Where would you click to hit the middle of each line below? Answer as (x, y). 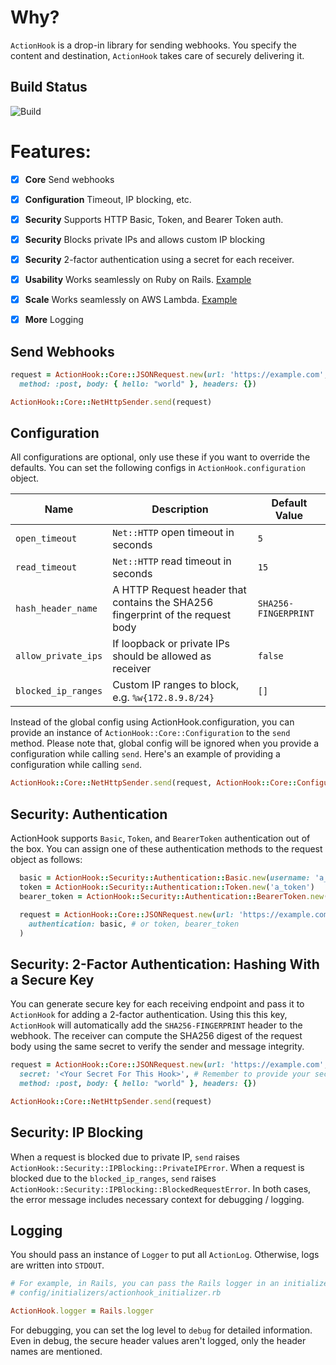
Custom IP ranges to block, (176, 685)
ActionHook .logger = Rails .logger (82, 1311)
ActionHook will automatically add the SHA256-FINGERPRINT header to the (156, 1025)
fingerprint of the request (172, 615)
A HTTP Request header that (179, 590)
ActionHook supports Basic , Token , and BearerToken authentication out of (160, 838)
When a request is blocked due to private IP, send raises (125, 1157)
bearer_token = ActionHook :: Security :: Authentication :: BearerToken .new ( (174, 896)
